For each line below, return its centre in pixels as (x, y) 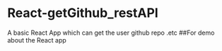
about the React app (37, 40)
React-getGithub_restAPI (83, 13)
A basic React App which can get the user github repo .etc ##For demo (111, 33)
